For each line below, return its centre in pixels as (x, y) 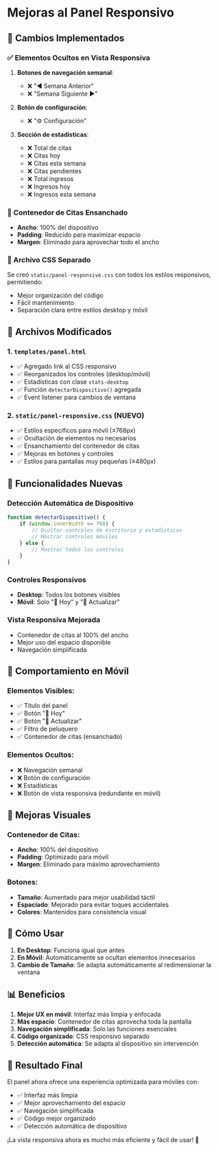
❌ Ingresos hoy (49, 186)
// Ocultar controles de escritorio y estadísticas (107, 530)
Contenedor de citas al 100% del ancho (73, 635)
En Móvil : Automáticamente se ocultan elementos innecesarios (106, 957)
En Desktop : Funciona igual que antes (71, 950)
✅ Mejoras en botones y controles (65, 454)
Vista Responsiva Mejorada (54, 620)
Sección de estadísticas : (53, 134)
